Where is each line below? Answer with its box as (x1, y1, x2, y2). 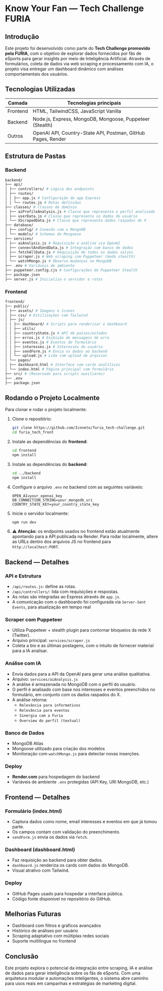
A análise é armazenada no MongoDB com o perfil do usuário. (12, 681, 137, 687)
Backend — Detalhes (5, 558, 69, 566)
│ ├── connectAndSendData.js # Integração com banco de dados (5, 245, 133, 250)
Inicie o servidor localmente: (12, 510, 69, 516)
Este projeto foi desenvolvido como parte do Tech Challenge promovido (5, 46, 150, 51)
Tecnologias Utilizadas (5, 85, 76, 94)
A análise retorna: (12, 697, 48, 703)
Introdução (5, 32, 39, 41)
